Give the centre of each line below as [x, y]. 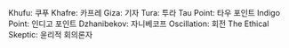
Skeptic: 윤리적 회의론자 [51, 34]
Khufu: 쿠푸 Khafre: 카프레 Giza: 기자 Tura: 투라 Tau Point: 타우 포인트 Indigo [144, 13]
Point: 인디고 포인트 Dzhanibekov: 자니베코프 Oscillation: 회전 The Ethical [139, 24]
